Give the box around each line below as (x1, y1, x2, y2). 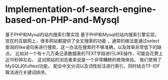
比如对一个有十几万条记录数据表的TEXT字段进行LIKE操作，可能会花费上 (15, 50, 163, 56)
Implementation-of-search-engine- (5, 4, 156, 15)
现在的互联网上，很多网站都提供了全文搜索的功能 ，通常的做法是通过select (5, 38, 159, 44)
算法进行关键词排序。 (5, 69, 49, 75)
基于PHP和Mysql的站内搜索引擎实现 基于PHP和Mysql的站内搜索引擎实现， (5, 31, 159, 37)
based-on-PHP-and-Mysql (5, 14, 119, 26)
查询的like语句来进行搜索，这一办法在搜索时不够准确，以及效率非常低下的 (5, 44, 157, 50)
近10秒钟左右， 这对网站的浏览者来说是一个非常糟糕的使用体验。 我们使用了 (5, 56, 162, 62)
